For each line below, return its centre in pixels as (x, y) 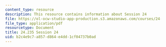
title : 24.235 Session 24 (32, 32)
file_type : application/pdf (34, 23)
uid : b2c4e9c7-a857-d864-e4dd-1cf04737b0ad (51, 37)
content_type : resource (30, 10)
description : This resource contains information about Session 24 (76, 14)
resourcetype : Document (30, 28)
